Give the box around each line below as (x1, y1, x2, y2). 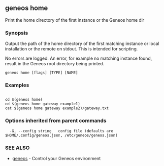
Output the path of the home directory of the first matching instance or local (5, 41, 160, 46)
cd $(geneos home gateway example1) (5, 101, 80, 107)
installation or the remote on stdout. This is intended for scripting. (5, 46, 138, 52)
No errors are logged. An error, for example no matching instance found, (5, 55, 152, 61)
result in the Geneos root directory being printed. (5, 61, 104, 67)
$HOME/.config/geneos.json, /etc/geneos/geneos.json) (5, 133, 118, 138)
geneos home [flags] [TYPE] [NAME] (5, 70, 78, 76)
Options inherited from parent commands (5, 117, 107, 124)
